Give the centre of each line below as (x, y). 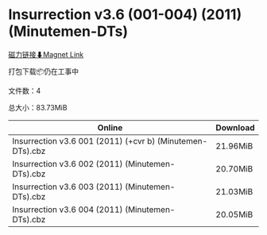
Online (110, 127)
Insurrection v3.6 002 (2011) (68, 164)
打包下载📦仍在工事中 (44, 71)
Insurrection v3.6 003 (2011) (68, 187)
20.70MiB (234, 168)
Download (235, 127)
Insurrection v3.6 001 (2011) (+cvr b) (84, 141)
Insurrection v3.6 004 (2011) (68, 210)
